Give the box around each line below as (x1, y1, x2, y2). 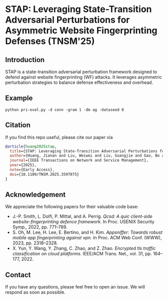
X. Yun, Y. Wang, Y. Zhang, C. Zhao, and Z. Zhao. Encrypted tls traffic (12, 245, 156, 251)
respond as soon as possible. (5, 289, 66, 295)
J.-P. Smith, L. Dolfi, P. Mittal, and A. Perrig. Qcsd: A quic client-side (12, 213, 152, 219)
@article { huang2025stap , (5, 144, 57, 149)
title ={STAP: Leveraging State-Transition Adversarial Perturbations (9, 148, 157, 154)
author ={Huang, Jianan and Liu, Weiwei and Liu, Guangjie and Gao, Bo (9, 153, 160, 159)
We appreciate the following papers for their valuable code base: (5, 204, 139, 210)
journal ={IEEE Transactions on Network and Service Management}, (9, 158, 149, 163)
